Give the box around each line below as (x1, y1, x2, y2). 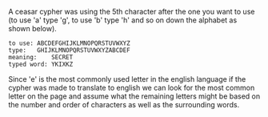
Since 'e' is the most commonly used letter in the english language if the (8, 75, 246, 83)
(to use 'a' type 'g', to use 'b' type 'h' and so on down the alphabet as (8, 15, 238, 25)
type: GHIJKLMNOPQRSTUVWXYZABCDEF (8, 46, 130, 54)
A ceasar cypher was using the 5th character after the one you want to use (8, 7, 255, 16)
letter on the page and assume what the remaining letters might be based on (8, 91, 261, 101)
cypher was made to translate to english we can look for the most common (8, 83, 255, 92)
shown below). (8, 24, 58, 33)
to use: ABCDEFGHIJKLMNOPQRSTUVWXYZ (8, 39, 130, 47)
